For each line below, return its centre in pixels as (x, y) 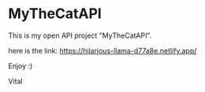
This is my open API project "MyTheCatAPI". (80, 35)
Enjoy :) (20, 66)
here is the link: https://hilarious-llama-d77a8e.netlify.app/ (102, 50)
